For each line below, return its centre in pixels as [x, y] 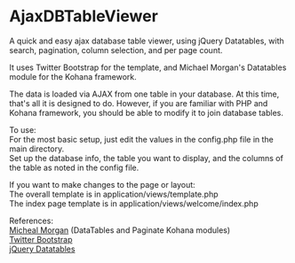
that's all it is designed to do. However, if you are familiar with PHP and [139, 103]
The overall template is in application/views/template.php [114, 194]
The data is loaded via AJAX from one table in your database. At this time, [144, 94]
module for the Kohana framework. [73, 76]
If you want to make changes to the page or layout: [102, 184]
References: [31, 220]
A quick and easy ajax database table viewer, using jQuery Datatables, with [147, 41]
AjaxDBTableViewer [84, 16]
